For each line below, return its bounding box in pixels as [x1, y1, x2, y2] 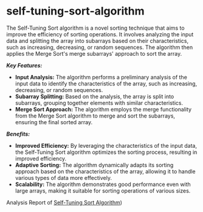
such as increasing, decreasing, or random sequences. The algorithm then [6, 44, 193, 51]
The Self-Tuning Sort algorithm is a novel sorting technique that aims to [6, 24, 185, 31]
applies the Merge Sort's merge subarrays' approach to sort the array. [6, 50, 182, 57]
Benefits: [6, 130, 30, 137]
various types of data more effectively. [15, 174, 112, 181]
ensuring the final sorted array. [15, 118, 93, 125]
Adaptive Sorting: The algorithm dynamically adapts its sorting [15, 161, 174, 168]
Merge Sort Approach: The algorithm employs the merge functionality [15, 105, 192, 113]
